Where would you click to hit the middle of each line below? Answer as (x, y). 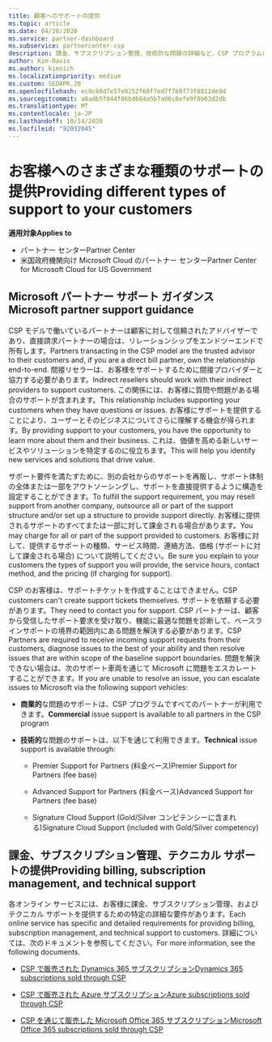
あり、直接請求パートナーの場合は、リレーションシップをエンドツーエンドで (136, 340)
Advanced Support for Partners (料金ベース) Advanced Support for (142, 791)
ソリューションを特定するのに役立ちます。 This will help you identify (142, 450)
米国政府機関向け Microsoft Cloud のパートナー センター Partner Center (138, 260)
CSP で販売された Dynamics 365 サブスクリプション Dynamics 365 (132, 969)
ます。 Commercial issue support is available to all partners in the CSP (144, 714)
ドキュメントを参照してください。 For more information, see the (149, 943)
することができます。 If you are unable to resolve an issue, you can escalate (134, 678)
